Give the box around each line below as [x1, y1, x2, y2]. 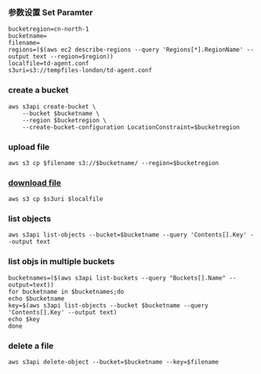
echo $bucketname [8, 295, 65, 302]
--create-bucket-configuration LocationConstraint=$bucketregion [22, 123, 241, 131]
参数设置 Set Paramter [8, 6, 93, 17]
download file [8, 177, 61, 188]
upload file [8, 141, 50, 152]
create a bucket [8, 85, 69, 96]
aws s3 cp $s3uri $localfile [8, 195, 103, 203]
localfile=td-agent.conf [8, 60, 89, 68]
